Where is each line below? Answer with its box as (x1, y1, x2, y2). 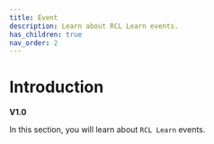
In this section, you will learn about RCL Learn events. (9, 124, 206, 135)
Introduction (9, 77, 104, 97)
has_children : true (9, 30, 83, 39)
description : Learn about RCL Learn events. (9, 22, 179, 31)
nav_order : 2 (9, 38, 58, 48)
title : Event (9, 13, 58, 22)
